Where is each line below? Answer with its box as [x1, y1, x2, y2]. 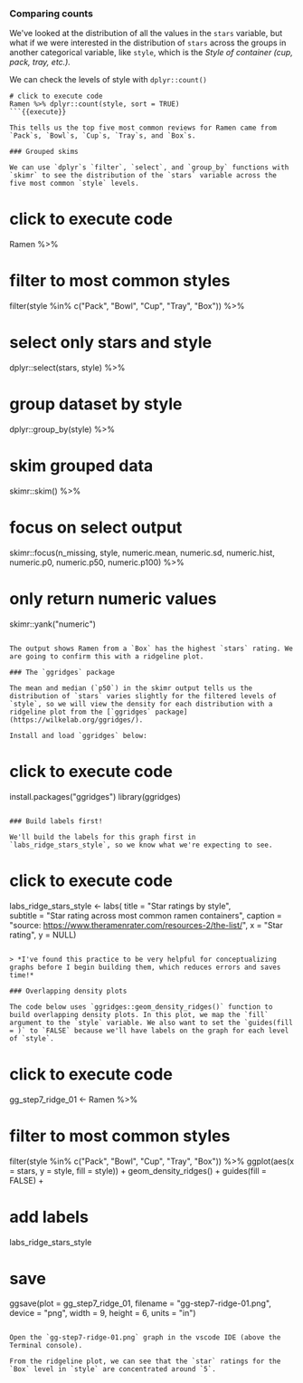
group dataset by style [9, 394, 183, 415]
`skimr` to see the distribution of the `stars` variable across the [9, 171, 278, 180]
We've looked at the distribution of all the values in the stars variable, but [9, 28, 283, 39]
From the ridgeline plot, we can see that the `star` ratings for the [9, 1357, 281, 1366]
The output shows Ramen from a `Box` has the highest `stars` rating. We [9, 644, 294, 653]
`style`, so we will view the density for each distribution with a [9, 699, 273, 708]
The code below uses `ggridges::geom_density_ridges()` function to [9, 1002, 273, 1012]
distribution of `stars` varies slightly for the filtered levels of [9, 691, 278, 700]
